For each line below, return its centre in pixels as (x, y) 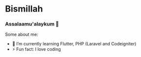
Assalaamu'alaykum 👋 (32, 24)
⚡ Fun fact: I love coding (36, 49)
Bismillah (24, 9)
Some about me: (21, 34)
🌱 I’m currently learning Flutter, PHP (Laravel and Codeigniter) (74, 44)
